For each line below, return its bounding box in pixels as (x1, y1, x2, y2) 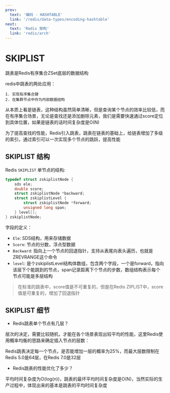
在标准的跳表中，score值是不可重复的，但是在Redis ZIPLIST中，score (17, 283, 163, 289)
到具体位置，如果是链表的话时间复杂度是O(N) (5, 119, 100, 125)
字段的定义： (5, 224, 32, 230)
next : (5, 21, 17, 27)
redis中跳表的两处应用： (5, 80, 56, 86)
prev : (5, 7, 17, 13)
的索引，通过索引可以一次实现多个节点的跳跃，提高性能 (5, 136, 120, 142)
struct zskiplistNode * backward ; (14, 191, 85, 196)
